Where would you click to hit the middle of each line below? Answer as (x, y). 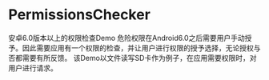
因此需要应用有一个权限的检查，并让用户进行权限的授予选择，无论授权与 (141, 48)
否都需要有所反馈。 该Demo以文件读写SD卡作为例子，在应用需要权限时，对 (132, 58)
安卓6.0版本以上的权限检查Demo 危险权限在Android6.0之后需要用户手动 (127, 38)
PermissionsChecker (79, 15)
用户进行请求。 (33, 68)
